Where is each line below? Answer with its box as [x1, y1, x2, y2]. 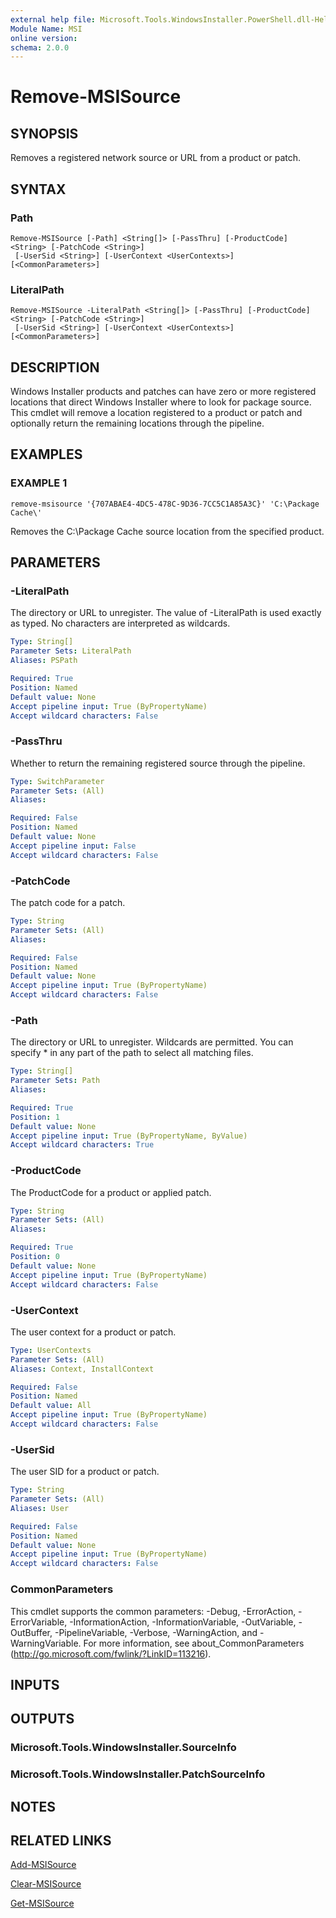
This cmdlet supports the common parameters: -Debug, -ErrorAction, [10, 1605, 297, 1617]
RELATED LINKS [10, 1832, 112, 1849]
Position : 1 [10, 1112, 60, 1122]
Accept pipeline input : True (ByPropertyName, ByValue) [10, 1131, 248, 1141]
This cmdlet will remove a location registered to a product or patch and [10, 407, 303, 419]
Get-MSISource [10, 1897, 75, 1910]
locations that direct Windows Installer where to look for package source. [10, 396, 312, 408]
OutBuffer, [10, 1626, 53, 1638]
